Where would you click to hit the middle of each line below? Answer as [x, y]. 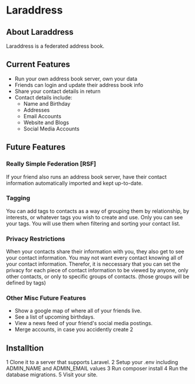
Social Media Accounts [51, 128]
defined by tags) [26, 283]
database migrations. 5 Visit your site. [52, 375]
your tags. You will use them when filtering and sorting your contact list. [93, 223]
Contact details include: [43, 97]
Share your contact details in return [57, 91]
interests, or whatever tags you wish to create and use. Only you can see [95, 217]
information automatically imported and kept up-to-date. [75, 183]
